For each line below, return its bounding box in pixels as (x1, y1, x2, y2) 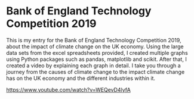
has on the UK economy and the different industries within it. (6, 75, 156, 82)
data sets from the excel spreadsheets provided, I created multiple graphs (6, 49, 188, 56)
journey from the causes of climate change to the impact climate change (6, 68, 185, 75)
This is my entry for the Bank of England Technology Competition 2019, (6, 36, 181, 44)
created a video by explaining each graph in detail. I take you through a (6, 61, 181, 69)
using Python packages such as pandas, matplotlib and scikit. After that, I (6, 55, 187, 63)
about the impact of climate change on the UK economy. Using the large (6, 43, 184, 50)
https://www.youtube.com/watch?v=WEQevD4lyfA (6, 86, 131, 93)
